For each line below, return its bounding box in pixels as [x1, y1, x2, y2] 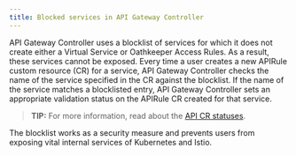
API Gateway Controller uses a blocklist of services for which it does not [9, 37, 273, 48]
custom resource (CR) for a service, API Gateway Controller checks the [9, 65, 269, 76]
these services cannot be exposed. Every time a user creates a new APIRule [9, 56, 288, 66]
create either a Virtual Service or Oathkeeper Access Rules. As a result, [9, 46, 270, 57]
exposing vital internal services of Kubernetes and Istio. [9, 137, 213, 147]
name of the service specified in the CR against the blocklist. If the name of [9, 74, 284, 85]
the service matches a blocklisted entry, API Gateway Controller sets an [9, 84, 270, 94]
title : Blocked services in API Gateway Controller [9, 12, 204, 22]
